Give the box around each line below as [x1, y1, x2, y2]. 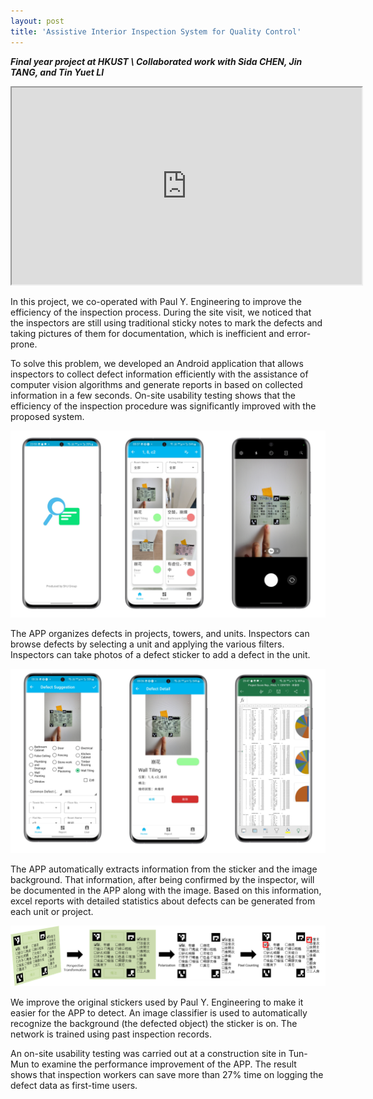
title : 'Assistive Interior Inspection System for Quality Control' [10, 26, 302, 37]
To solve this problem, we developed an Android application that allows [10, 357, 304, 369]
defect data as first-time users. [10, 1080, 138, 1092]
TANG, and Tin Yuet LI [10, 66, 105, 78]
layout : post [10, 16, 65, 26]
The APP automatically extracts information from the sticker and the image [10, 863, 318, 875]
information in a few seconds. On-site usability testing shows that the [10, 389, 296, 401]
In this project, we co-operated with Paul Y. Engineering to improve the [10, 295, 302, 307]
